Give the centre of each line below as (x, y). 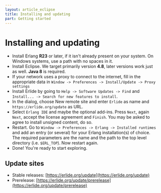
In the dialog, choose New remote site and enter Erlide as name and (80, 102)
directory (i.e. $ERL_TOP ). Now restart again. (55, 143)
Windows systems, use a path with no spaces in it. (62, 61)
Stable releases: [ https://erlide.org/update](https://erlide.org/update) (81, 175)
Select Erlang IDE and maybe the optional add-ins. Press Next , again (80, 112)
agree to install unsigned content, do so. (52, 123)
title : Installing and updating (38, 14)
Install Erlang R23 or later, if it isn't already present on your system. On (83, 56)
